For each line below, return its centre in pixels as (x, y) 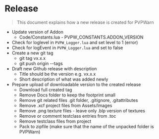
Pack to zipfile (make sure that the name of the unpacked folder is (86, 126)
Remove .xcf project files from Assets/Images (66, 105)
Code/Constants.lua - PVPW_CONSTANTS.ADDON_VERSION (81, 37)
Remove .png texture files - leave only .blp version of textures (82, 111)
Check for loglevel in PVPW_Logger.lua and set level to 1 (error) (75, 42)
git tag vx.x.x (32, 58)
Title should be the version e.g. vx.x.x (57, 74)
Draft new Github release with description (54, 69)
